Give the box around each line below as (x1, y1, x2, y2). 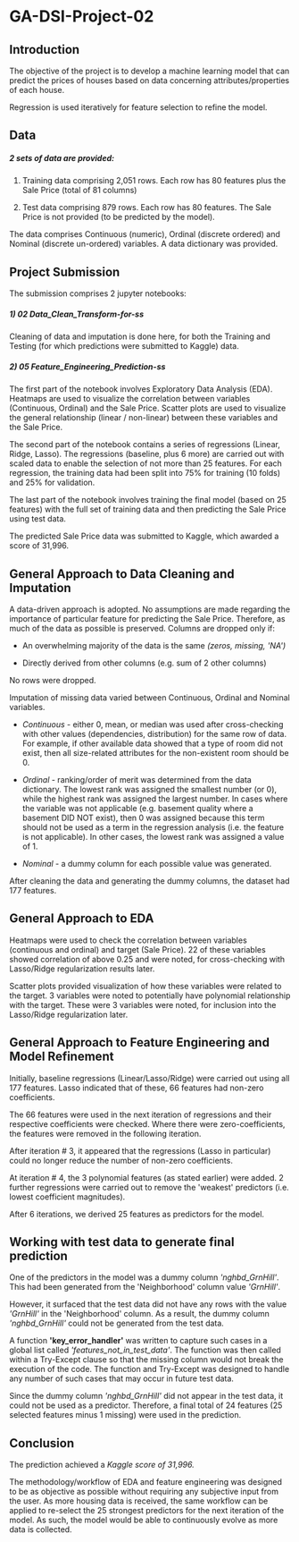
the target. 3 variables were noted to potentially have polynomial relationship (9, 990, 291, 1001)
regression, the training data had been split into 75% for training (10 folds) (9, 468, 281, 479)
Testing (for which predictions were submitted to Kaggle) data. (9, 341, 239, 352)
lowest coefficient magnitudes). (9, 1191, 126, 1202)
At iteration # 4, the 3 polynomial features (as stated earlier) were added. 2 (9, 1172, 284, 1182)
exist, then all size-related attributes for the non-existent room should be (21, 747, 289, 758)
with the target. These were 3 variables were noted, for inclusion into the (9, 999, 277, 1010)
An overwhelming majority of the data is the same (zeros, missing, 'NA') (21, 640, 287, 650)
